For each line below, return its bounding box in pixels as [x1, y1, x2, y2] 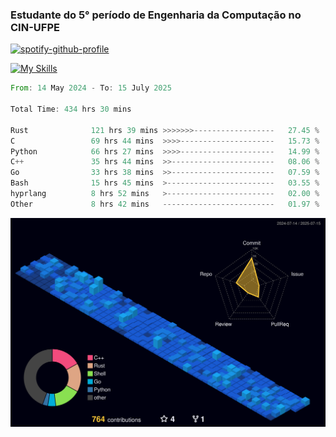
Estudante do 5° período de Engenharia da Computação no [10, 8, 302, 22]
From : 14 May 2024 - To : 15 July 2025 [10, 83, 172, 93]
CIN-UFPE [10, 20, 60, 34]
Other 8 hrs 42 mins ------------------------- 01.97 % [10, 199, 320, 209]
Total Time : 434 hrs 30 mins [10, 104, 132, 115]
